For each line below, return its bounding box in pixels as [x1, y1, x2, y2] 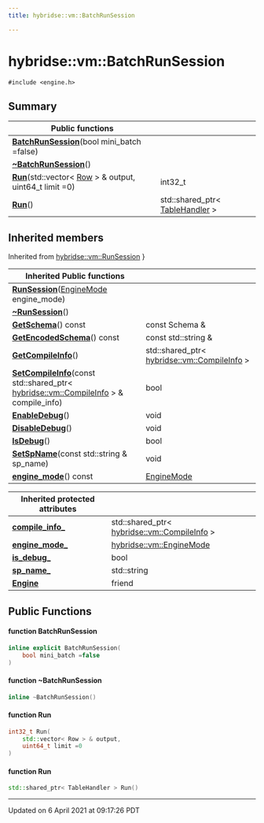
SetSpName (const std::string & [12, 448, 127, 459]
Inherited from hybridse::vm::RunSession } [8, 252, 145, 261]
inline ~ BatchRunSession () [8, 693, 97, 701]
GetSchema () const [12, 320, 86, 331]
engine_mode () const [12, 471, 93, 482]
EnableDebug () [12, 410, 70, 421]
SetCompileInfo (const [12, 368, 96, 379]
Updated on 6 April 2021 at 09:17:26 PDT [8, 806, 140, 815]
